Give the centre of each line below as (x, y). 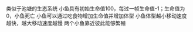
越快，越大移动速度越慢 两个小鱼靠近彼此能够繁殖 (66, 23)
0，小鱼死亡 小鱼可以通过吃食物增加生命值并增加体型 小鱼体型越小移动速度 (97, 16)
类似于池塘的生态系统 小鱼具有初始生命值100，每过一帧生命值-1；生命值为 (96, 8)
